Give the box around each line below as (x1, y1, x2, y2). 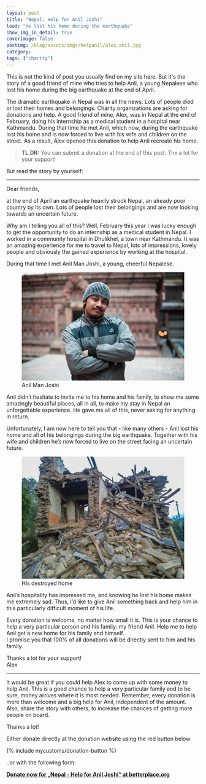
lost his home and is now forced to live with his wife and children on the (6, 130, 187, 138)
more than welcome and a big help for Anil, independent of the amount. (6, 698, 187, 706)
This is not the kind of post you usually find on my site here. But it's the (6, 73, 186, 80)
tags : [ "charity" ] (6, 55, 53, 61)
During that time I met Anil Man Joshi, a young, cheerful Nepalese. (6, 260, 175, 267)
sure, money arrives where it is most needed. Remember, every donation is (6, 692, 196, 699)
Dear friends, (6, 185, 40, 192)
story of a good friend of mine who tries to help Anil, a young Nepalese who (6, 79, 198, 87)
